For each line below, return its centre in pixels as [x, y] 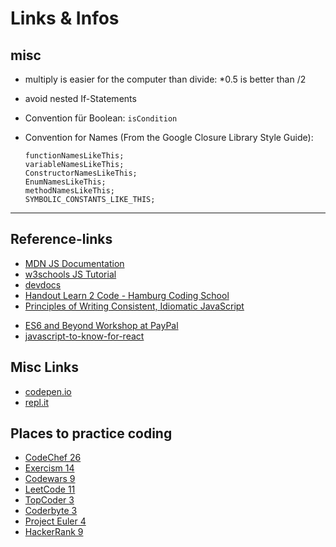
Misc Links [44, 367]
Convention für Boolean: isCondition [101, 118]
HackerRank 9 [54, 532]
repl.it [36, 402]
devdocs [43, 284]
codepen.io [48, 391]
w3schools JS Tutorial [70, 274]
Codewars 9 [50, 479]
